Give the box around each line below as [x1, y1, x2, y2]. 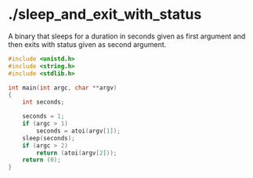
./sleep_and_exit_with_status [8, 5, 202, 24]
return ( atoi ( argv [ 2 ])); [36, 149, 117, 157]
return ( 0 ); [22, 156, 61, 164]
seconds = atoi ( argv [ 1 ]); [36, 127, 121, 135]
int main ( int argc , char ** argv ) [8, 84, 117, 92]
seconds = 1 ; [22, 112, 65, 121]
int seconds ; [22, 98, 65, 107]
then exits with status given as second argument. [8, 39, 167, 49]
